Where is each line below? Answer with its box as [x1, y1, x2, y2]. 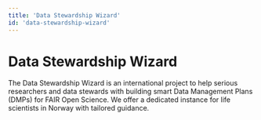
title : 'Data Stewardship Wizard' [8, 11, 121, 20]
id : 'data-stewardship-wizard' [8, 19, 111, 27]
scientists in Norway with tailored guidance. [8, 104, 150, 113]
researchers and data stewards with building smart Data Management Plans [8, 87, 253, 96]
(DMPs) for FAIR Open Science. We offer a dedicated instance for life [8, 95, 231, 104]
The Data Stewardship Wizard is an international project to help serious [8, 78, 238, 88]
